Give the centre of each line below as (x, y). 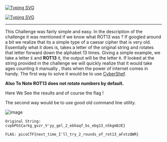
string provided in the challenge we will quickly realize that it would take (79, 63)
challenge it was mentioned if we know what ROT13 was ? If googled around (83, 37)
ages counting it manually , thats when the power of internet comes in (77, 69)
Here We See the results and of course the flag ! (54, 93)
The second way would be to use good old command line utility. (71, 103)
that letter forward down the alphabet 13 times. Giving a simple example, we (83, 53)
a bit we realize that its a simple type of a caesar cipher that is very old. (78, 42)
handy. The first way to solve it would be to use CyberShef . (66, 74)
